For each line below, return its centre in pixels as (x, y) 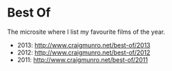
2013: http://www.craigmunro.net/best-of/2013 (84, 45)
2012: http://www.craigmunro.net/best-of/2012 (84, 52)
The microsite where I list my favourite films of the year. (86, 32)
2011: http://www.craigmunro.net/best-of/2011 (83, 59)
